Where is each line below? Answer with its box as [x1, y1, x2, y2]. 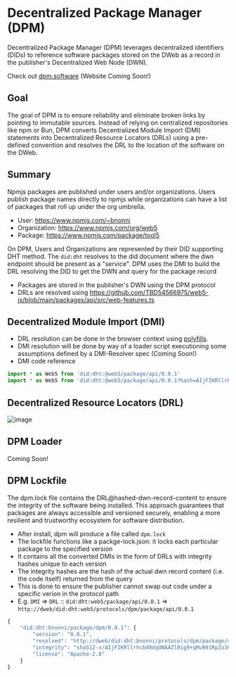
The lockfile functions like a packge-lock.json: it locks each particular [17, 537, 219, 545]
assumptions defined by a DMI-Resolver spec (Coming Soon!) [17, 350, 197, 358]
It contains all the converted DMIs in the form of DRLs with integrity [17, 552, 212, 560]
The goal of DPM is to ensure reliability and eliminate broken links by [7, 110, 206, 119]
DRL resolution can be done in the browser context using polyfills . [17, 334, 209, 343]
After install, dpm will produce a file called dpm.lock [17, 529, 166, 538]
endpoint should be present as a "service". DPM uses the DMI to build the [7, 259, 221, 268]
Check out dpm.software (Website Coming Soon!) [7, 72, 152, 80]
